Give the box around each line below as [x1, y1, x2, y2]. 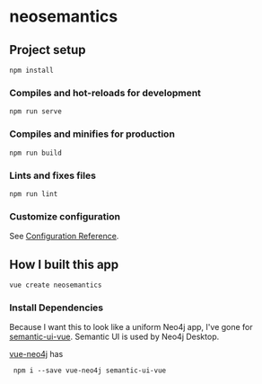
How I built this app [9, 256, 119, 272]
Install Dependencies [9, 301, 104, 314]
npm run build [9, 148, 63, 157]
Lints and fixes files [9, 169, 97, 182]
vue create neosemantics [9, 281, 102, 290]
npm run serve [9, 107, 63, 116]
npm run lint [9, 189, 58, 199]
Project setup [9, 42, 87, 58]
